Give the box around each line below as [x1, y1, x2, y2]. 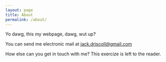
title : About [5, 12, 33, 17]
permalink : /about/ [5, 17, 47, 22]
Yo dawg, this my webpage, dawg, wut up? [5, 31, 96, 37]
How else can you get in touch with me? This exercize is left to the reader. [5, 51, 161, 57]
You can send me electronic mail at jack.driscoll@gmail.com [5, 41, 132, 47]
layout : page [5, 7, 33, 13]
